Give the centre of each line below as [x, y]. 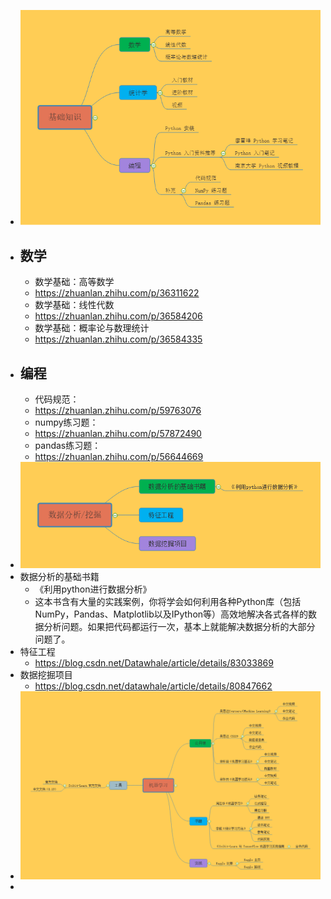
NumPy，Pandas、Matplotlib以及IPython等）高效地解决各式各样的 [171, 614]
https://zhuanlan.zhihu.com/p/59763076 [118, 411]
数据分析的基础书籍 [59, 577]
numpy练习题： [66, 422]
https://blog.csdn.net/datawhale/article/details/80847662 [153, 686]
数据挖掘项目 [46, 675]
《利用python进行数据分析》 [93, 589]
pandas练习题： [68, 446]
